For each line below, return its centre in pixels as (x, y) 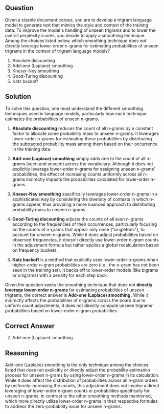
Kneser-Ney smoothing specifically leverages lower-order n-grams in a (85, 194)
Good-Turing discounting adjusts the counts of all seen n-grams (78, 219)
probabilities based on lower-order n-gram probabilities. (62, 310)
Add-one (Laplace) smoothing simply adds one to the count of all (79, 158)
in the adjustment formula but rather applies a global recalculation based (85, 245)
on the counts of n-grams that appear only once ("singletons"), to (78, 229)
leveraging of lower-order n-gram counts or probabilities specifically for (78, 391)
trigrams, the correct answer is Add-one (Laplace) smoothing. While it (77, 295)
